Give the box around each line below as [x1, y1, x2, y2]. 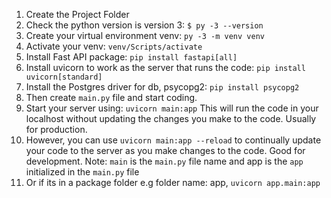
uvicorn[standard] [25, 72, 103, 82]
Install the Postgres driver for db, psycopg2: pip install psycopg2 [25, 81, 300, 93]
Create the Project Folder [25, 9, 130, 20]
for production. [25, 124, 88, 135]
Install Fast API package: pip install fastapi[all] [25, 51, 238, 63]
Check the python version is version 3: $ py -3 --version [25, 19, 264, 31]
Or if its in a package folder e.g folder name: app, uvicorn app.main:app [25, 177, 321, 188]
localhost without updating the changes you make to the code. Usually [25, 113, 317, 124]
